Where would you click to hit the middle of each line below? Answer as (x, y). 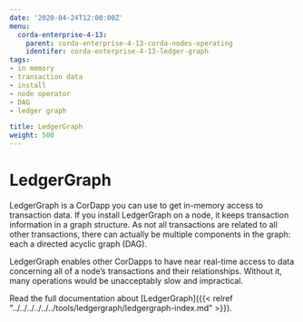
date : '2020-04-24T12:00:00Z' (67, 18)
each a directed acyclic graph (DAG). (78, 244)
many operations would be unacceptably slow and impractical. (126, 280)
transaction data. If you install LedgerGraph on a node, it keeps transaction (149, 215)
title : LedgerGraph (46, 127)
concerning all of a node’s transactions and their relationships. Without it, (146, 271)
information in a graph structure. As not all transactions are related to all (144, 224)
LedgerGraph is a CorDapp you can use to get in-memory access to (136, 205)
